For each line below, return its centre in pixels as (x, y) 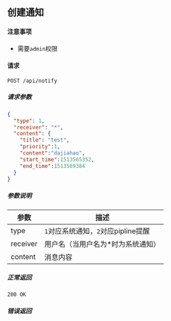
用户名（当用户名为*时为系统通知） (102, 244)
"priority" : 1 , (40, 147)
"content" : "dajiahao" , (52, 153)
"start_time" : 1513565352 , (57, 159)
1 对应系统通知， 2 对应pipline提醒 (97, 231)
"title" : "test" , (45, 140)
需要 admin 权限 (37, 48)
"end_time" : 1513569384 (52, 166)
